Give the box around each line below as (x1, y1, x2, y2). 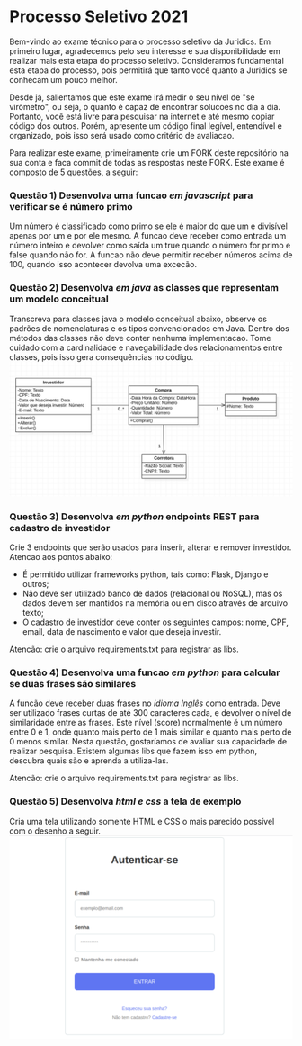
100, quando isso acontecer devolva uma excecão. (9, 259, 198, 270)
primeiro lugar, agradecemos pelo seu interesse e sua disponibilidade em (9, 45, 280, 56)
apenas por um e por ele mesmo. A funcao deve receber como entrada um (9, 230, 287, 241)
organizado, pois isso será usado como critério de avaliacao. (9, 130, 235, 140)
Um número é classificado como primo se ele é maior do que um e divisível (9, 221, 288, 231)
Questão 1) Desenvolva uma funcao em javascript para (9, 189, 253, 202)
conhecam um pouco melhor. (9, 74, 119, 85)
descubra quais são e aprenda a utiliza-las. (9, 755, 169, 766)
